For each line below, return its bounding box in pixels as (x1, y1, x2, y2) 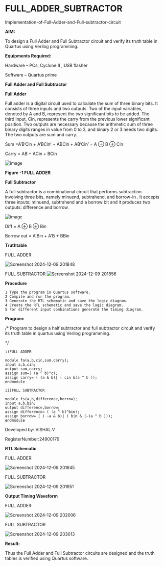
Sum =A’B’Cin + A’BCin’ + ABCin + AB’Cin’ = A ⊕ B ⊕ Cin (5, 141, 123, 147)
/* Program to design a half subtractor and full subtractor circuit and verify (5, 325, 155, 331)
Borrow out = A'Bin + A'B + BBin (5, 232, 70, 238)
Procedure (5, 280, 27, 286)
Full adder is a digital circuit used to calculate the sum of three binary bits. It (5, 100, 158, 106)
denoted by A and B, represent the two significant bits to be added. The (5, 111, 150, 117)
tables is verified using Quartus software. (5, 555, 88, 561)
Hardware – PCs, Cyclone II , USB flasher (5, 62, 88, 68)
